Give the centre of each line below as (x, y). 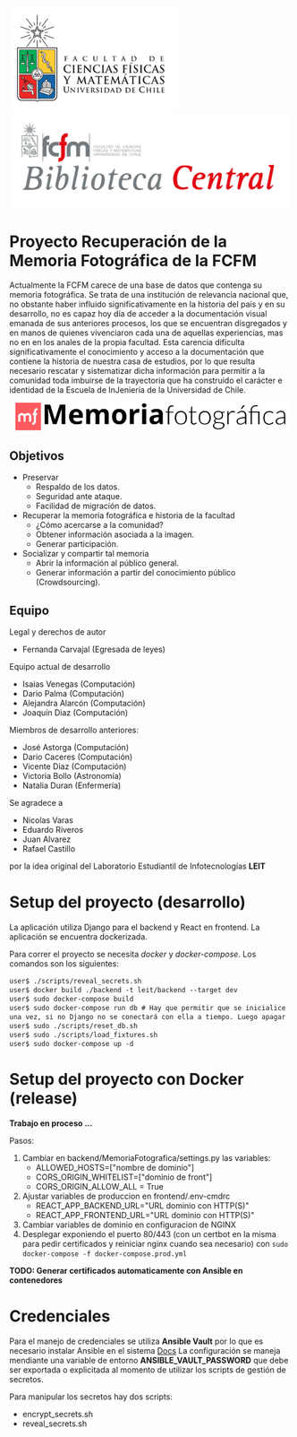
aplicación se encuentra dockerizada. (78, 936)
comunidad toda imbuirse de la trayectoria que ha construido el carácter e (146, 381)
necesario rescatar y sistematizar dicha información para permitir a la (137, 371)
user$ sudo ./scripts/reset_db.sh (74, 1026)
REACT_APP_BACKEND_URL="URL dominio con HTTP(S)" (142, 1205)
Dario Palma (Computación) (73, 694)
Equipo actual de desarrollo (60, 667)
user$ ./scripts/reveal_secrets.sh (76, 981)
